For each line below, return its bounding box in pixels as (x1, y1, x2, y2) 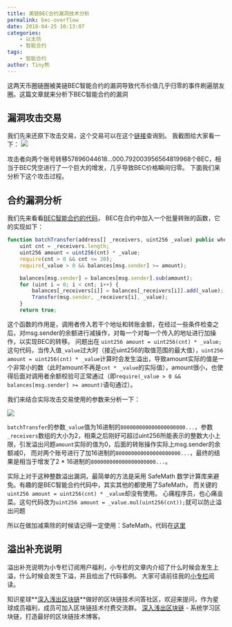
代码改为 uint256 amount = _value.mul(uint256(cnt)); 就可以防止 (30, 498, 216, 506)
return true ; (19, 307, 57, 313)
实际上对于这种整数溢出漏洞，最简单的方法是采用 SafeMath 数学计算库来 (7, 472, 214, 480)
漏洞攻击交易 (7, 112, 62, 124)
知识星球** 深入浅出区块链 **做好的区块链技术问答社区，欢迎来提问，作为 (7, 595, 213, 603)
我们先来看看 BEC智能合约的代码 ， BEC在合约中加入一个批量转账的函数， (7, 214, 215, 222)
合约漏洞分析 (7, 194, 62, 206)
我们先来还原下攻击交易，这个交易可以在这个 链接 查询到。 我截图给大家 (7, 132, 209, 140)
